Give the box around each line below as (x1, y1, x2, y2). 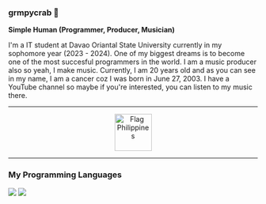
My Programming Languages (8, 169, 123, 180)
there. (8, 91, 28, 100)
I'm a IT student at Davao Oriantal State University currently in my (8, 40, 222, 50)
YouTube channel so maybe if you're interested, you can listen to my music (8, 82, 253, 92)
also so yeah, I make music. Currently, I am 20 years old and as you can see (8, 66, 256, 75)
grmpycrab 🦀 (8, 7, 59, 18)
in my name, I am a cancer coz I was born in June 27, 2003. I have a (8, 74, 230, 84)
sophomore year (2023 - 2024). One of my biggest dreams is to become (8, 49, 245, 59)
